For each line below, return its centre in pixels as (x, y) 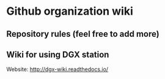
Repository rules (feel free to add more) (83, 34)
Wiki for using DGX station (58, 54)
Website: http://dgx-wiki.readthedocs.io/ (57, 69)
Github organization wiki (70, 11)
